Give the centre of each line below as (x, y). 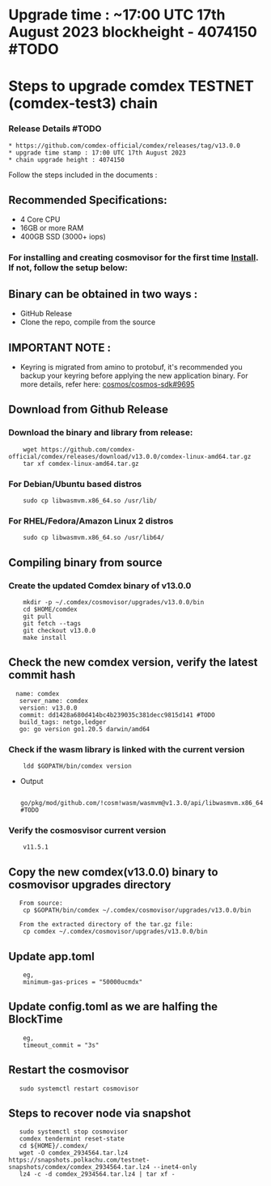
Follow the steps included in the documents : (83, 175)
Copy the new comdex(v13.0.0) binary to (113, 872)
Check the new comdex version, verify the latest (133, 662)
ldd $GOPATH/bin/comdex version (77, 766)
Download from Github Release (88, 410)
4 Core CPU (40, 219)
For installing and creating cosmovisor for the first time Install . (133, 258)
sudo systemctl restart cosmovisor (79, 1089)
